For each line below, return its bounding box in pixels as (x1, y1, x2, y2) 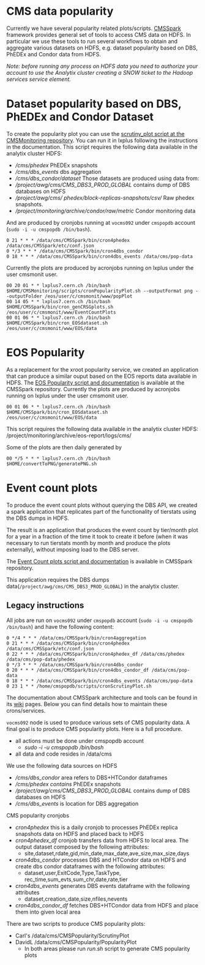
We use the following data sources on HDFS (6, 762, 117, 769)
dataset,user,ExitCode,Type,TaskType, (24, 869, 121, 876)
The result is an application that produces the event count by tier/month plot (6, 526, 198, 533)
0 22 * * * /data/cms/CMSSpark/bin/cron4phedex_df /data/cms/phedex (6, 651, 185, 657)
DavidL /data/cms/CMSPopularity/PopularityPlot (15, 938, 137, 945)
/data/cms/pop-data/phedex (6, 656, 75, 663)
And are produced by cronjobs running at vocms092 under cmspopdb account (6, 219, 196, 226)
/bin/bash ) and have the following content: (6, 623, 114, 630)
